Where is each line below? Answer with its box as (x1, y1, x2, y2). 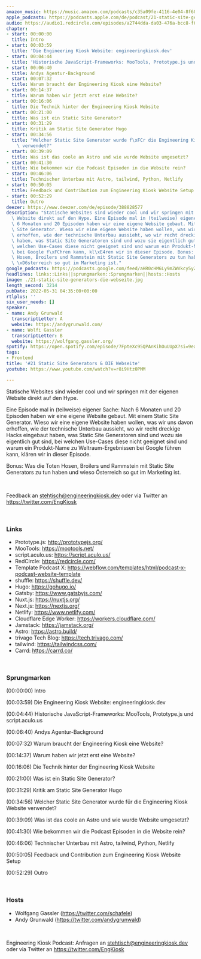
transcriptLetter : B (11, 333, 63, 339)
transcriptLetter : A (11, 316, 63, 322)
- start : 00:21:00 (6, 109, 52, 115)
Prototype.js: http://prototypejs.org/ (14, 538, 103, 545)
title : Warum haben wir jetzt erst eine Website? (11, 92, 138, 98)
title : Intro (11, 37, 44, 43)
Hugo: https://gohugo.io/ (14, 583, 77, 590)
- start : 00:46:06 (6, 171, 52, 177)
